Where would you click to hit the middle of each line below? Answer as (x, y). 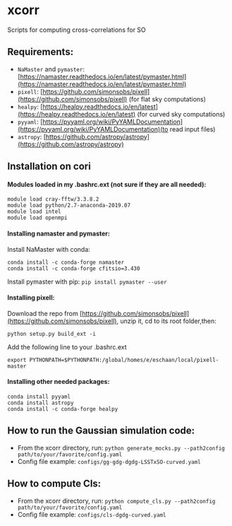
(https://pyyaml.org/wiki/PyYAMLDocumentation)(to (93, 129)
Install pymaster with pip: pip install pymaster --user (87, 281)
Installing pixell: (31, 298)
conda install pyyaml (39, 397)
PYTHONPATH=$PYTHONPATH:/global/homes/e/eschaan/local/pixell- (124, 360)
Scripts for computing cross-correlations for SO (77, 30)
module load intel (34, 212)
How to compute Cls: (54, 484)
